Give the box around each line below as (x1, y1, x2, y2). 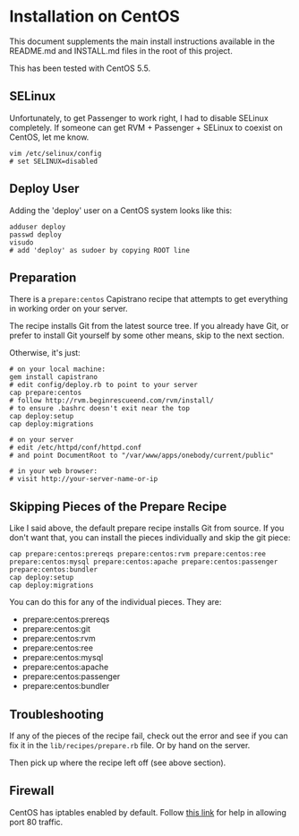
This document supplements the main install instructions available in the (9, 36, 276, 47)
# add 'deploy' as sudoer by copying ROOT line (9, 246, 191, 254)
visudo (9, 237, 34, 247)
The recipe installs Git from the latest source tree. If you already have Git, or (9, 321, 289, 332)
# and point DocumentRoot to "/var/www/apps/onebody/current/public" (9, 451, 275, 461)
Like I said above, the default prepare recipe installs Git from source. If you (9, 522, 285, 534)
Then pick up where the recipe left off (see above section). (9, 757, 226, 768)
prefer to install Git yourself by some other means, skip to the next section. (9, 330, 285, 341)
